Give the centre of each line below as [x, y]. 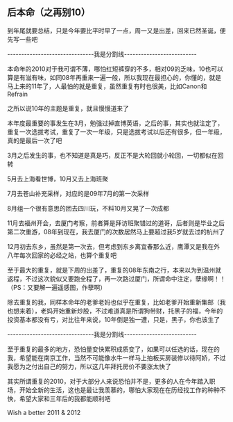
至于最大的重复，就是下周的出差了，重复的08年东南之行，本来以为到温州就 [114, 270]
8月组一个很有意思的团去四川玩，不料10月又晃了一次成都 [88, 208]
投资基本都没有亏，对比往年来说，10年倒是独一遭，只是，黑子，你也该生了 [114, 319]
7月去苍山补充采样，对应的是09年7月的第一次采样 [78, 193]
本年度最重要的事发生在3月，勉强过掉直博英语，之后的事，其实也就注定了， [115, 123]
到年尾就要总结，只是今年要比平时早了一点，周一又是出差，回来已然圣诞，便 [116, 31]
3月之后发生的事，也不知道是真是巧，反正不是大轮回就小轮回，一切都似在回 [115, 155]
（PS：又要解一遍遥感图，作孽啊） [57, 287]
